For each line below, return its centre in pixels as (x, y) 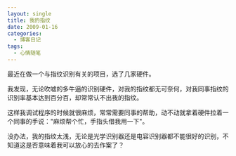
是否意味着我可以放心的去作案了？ (75, 145)
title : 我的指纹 (29, 20)
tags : (15, 46)
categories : (25, 33)
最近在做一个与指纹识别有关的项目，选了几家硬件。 (81, 74)
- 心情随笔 (27, 53)
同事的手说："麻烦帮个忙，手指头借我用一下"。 (81, 121)
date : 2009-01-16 (33, 27)
